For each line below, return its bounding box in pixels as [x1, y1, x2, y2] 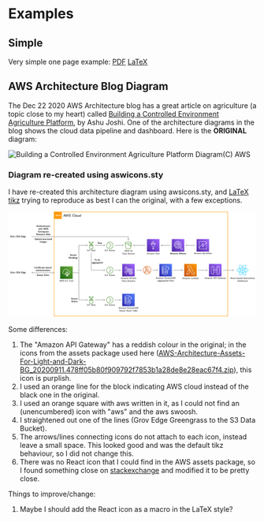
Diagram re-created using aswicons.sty [8, 169, 164, 180]
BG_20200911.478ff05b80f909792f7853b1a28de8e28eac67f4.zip [19, 364, 234, 375]
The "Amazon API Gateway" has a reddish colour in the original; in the [19, 340, 247, 349]
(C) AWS [222, 149, 251, 158]
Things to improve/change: [8, 489, 96, 498]
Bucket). [19, 423, 47, 433]
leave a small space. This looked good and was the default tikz [19, 440, 224, 449]
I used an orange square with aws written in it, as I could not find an [19, 398, 240, 408]
